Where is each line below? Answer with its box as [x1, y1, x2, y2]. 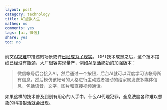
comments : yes [5, 26, 35, 31]
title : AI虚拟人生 [5, 16, 41, 21]
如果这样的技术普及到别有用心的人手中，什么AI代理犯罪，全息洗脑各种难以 [5, 93, 158, 99]
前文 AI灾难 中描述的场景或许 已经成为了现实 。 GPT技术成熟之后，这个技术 [5, 54, 155, 59]
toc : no [5, 40, 21, 45]
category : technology [5, 12, 50, 17]
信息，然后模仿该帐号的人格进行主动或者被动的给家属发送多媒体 [21, 76, 153, 82]
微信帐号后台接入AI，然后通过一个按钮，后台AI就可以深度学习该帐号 [17, 70, 157, 76]
